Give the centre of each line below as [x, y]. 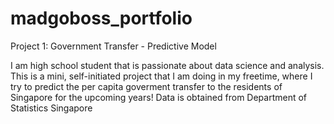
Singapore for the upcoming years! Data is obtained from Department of [159, 97]
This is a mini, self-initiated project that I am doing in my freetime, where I [161, 76]
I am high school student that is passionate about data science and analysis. [167, 65]
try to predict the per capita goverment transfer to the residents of [146, 86]
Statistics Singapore [51, 108]
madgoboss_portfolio [101, 18]
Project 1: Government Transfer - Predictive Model [113, 46]
